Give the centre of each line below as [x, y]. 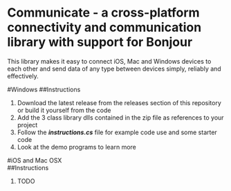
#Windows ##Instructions [44, 89]
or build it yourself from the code [64, 110]
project [27, 125]
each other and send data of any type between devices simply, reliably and [114, 69]
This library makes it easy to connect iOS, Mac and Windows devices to [109, 61]
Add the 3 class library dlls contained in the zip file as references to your [120, 117]
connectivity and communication [104, 27]
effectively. [23, 76]
